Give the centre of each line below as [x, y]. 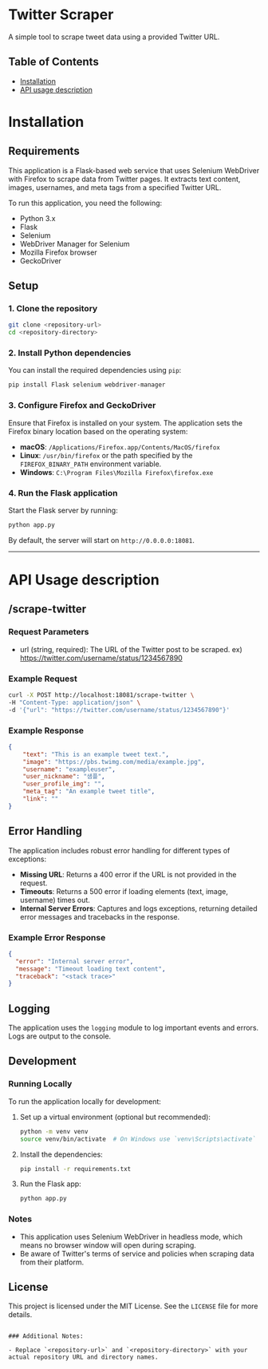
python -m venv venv [54, 1131]
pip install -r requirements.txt [75, 1169]
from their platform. [52, 1262]
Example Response [46, 730]
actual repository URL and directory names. [83, 1357]
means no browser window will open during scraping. [108, 1245]
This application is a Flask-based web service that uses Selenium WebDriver [134, 170]
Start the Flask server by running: [63, 510]
